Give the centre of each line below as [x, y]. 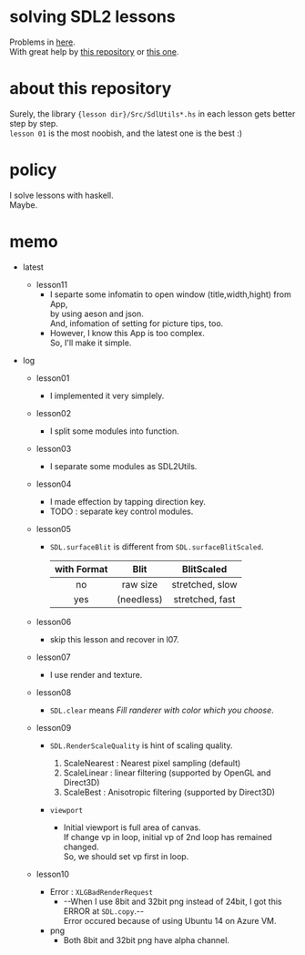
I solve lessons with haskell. [61, 195]
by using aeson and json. [97, 313]
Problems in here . [42, 42]
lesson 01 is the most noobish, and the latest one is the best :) [126, 133]
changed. [81, 847]
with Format [81, 569]
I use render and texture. [96, 674]
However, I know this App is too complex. [127, 333]
